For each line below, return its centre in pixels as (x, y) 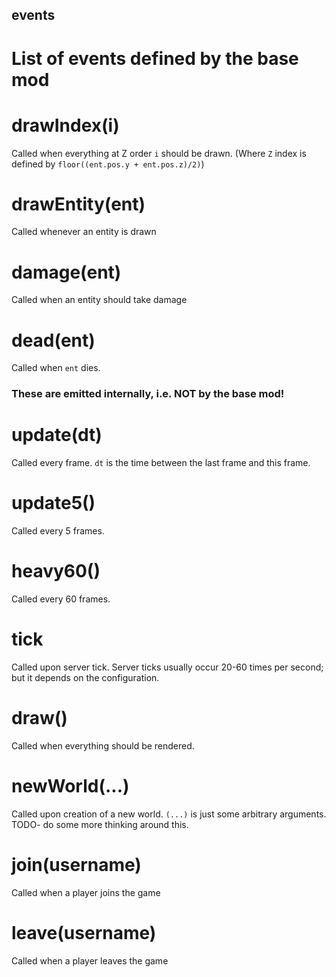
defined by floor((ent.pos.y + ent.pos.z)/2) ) (108, 164)
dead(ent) (53, 340)
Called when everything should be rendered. (103, 745)
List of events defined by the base (155, 58)
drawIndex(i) (65, 125)
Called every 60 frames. (61, 599)
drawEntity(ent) (78, 204)
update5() (53, 503)
